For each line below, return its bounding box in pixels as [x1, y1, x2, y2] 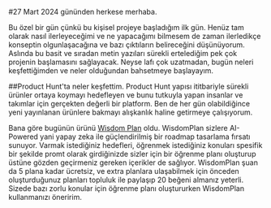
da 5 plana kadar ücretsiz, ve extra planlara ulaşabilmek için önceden [8, 167, 239, 175]
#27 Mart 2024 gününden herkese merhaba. [8, 7, 157, 16]
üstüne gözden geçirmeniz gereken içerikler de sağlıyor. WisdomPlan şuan [8, 158, 258, 167]
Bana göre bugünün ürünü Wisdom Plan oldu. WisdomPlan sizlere [8, 123, 229, 132]
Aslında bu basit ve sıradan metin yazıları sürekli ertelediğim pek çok [8, 49, 238, 58]
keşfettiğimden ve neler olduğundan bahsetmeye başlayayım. [8, 66, 213, 76]
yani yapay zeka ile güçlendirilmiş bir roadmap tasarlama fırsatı [40, 132, 251, 141]
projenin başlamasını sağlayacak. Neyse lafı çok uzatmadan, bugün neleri [8, 57, 254, 67]
